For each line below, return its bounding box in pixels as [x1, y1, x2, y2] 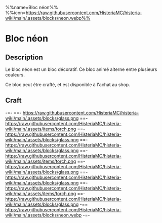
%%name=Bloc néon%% [5, 5, 58, 10]
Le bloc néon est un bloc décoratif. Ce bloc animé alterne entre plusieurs [5, 66, 157, 72]
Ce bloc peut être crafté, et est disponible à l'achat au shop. [5, 82, 130, 88]
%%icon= [5, 10, 26, 16]
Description [5, 53, 43, 61]
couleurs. [5, 72, 25, 78]
